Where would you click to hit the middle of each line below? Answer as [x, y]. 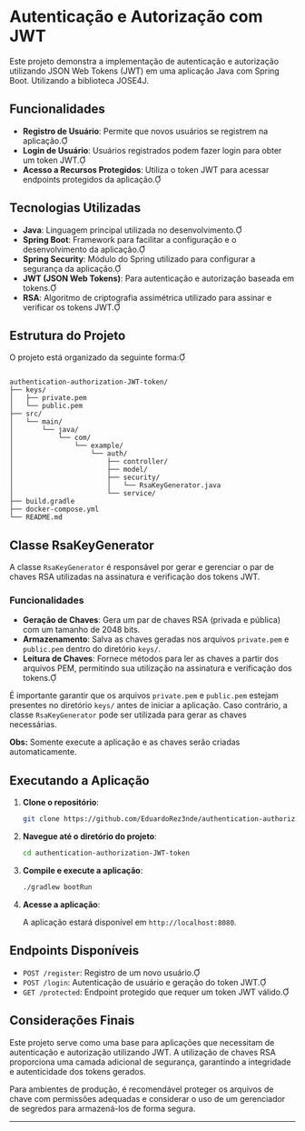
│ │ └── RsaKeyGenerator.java [115, 485]
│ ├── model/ [79, 470]
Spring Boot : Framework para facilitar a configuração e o [129, 239]
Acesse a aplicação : [61, 904]
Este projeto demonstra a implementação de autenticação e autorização [144, 61]
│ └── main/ [36, 422]
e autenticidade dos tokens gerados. [78, 1071]
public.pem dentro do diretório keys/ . [92, 649]
